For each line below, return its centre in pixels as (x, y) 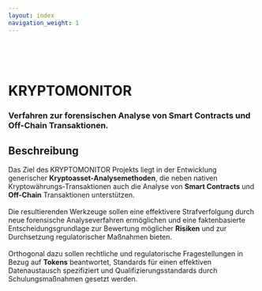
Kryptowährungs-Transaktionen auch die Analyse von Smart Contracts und (131, 187)
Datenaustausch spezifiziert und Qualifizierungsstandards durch (113, 270)
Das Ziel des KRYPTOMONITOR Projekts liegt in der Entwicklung (112, 170)
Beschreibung (43, 151)
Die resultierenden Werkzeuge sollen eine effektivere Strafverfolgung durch (131, 212)
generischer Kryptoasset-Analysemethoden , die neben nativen (113, 178)
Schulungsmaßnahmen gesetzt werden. (73, 279)
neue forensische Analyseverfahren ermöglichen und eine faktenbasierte (127, 220)
